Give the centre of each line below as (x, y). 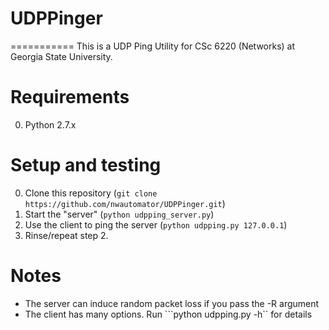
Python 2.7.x (50, 124)
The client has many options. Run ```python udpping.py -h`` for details (168, 314)
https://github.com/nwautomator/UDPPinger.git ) (125, 203)
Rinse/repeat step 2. (66, 235)
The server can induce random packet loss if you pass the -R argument (172, 303)
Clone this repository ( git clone (91, 193)
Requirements (70, 97)
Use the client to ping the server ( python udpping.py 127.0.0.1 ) (156, 224)
